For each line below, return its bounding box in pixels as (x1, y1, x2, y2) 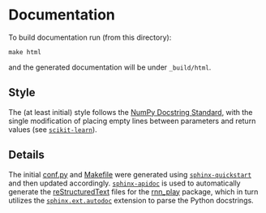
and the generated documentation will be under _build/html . (8, 62, 212, 72)
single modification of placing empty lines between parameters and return (8, 116, 256, 126)
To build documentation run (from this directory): (8, 32, 172, 42)
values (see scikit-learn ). (8, 124, 97, 134)
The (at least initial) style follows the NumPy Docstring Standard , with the (8, 107, 253, 117)
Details (8, 148, 45, 162)
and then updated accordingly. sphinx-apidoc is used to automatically (8, 178, 241, 188)
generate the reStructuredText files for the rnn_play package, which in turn (8, 186, 259, 196)
